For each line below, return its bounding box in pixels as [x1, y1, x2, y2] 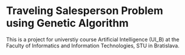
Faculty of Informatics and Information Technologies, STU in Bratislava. [6, 42, 180, 49]
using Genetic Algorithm [6, 16, 129, 30]
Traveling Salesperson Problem [6, 4, 164, 18]
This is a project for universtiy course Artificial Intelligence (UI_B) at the [6, 36, 180, 43]
